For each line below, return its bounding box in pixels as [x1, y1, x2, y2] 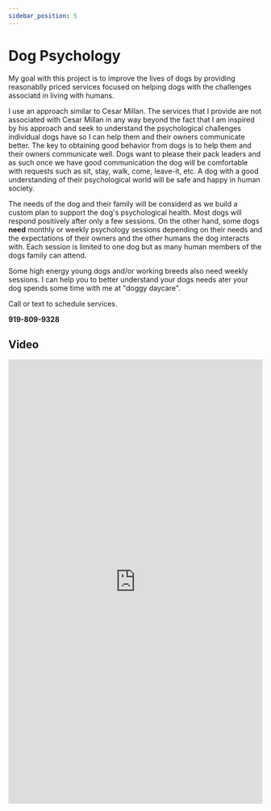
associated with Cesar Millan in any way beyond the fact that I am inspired [8, 115, 256, 124]
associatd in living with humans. [8, 90, 115, 100]
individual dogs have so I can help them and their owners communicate [8, 132, 245, 141]
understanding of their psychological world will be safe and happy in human [8, 174, 261, 184]
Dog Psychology [8, 46, 121, 65]
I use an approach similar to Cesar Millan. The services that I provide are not [8, 106, 262, 115]
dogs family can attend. [8, 250, 87, 260]
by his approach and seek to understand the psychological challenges [8, 123, 242, 133]
